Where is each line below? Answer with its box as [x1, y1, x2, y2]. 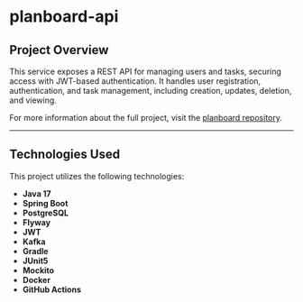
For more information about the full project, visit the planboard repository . [9, 113, 282, 123]
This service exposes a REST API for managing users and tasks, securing [9, 66, 282, 77]
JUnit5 [22, 255, 49, 266]
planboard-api [9, 6, 119, 27]
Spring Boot [22, 197, 69, 208]
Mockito [22, 264, 55, 276]
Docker [22, 274, 51, 285]
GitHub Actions [22, 284, 82, 295]
